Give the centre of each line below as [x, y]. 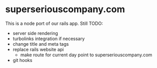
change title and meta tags [41, 44]
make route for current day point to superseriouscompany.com [86, 55]
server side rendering [35, 33]
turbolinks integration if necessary [49, 39]
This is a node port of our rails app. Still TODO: [54, 23]
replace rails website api [38, 49]
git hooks [22, 60]
